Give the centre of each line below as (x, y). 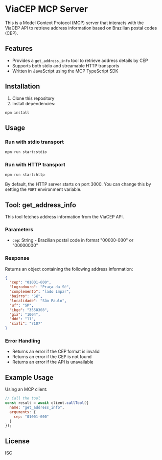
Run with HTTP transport (35, 164)
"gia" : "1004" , (25, 314)
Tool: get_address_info (41, 205)
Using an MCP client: (26, 389)
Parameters (19, 229)
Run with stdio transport (35, 142)
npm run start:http (25, 175)
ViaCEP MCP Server (46, 9)
